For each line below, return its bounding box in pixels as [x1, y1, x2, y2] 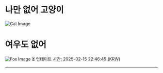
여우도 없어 [5, 39, 47, 50]
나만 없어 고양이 [5, 4, 64, 15]
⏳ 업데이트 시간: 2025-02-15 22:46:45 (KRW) [31, 56, 121, 62]
